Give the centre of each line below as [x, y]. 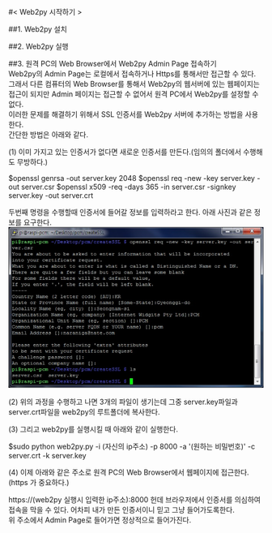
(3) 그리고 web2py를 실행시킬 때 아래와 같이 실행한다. [93, 429]
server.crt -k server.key [47, 455]
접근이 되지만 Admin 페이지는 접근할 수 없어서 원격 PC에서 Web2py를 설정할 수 [134, 94]
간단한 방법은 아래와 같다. [49, 135]
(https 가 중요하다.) [39, 482]
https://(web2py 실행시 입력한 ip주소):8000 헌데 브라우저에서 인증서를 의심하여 [135, 499]
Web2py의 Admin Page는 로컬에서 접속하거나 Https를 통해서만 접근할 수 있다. [132, 74]
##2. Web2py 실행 [38, 46]
